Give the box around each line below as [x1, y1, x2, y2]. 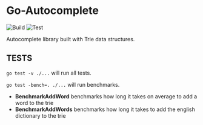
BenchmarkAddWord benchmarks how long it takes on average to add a [15, 92, 198, 100]
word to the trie [15, 99, 54, 106]
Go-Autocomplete [6, 4, 99, 18]
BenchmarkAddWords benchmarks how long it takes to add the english [15, 106, 195, 113]
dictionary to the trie [15, 112, 66, 119]
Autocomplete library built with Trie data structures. [6, 35, 135, 42]
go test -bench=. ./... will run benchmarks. [6, 81, 120, 88]
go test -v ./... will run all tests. [6, 69, 92, 76]
